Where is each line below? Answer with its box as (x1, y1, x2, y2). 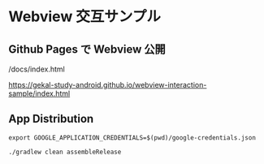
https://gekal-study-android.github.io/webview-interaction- (8, 80, 207, 89)
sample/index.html (8, 88, 71, 98)
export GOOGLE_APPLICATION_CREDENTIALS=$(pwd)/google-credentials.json (8, 133, 256, 142)
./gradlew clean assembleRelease (8, 148, 122, 156)
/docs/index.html (8, 64, 65, 74)
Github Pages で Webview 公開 (8, 42, 167, 56)
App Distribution (8, 112, 94, 126)
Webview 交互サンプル (8, 7, 161, 26)
